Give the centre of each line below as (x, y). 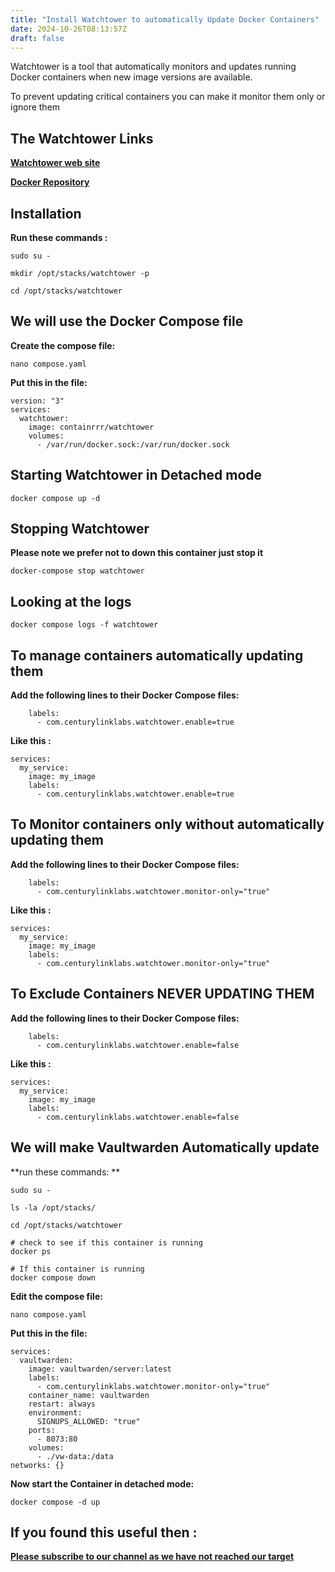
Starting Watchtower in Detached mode (136, 475)
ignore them (35, 107)
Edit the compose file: (56, 1296)
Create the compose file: (63, 345)
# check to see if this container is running (106, 1242)
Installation (46, 213)
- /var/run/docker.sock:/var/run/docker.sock (133, 444)
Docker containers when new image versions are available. (131, 77)
